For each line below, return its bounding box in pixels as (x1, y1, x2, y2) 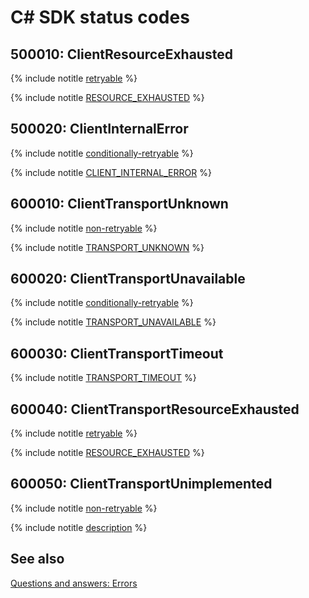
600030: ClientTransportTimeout (10, 345, 224, 362)
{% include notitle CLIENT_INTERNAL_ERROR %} (10, 166, 212, 178)
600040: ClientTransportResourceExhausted (10, 401, 300, 418)
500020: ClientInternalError (10, 121, 189, 138)
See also (10, 551, 65, 568)
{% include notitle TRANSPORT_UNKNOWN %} (10, 241, 205, 253)
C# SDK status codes (10, 6, 190, 29)
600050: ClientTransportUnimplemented (10, 476, 273, 493)
